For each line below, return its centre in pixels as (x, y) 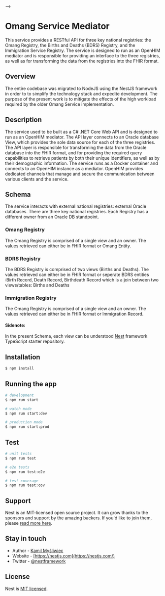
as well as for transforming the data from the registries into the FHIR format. (82, 61)
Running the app (31, 384)
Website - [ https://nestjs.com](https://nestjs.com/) (63, 556)
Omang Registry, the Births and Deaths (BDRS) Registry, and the (70, 45)
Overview (20, 76)
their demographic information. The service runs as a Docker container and (82, 163)
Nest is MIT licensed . (27, 589)
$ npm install (20, 368)
